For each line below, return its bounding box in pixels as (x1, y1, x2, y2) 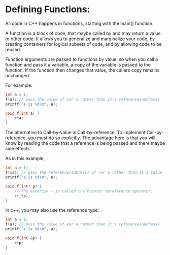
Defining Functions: (5, 4, 90, 15)
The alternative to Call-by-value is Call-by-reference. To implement (5, 130, 146, 136)
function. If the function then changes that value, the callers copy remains (5, 67, 160, 73)
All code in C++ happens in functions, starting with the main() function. (5, 20, 154, 26)
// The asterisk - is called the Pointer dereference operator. (14, 188, 153, 194)
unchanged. (5, 72, 30, 78)
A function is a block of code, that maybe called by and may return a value (5, 30, 161, 36)
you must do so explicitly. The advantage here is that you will (27, 135, 156, 141)
